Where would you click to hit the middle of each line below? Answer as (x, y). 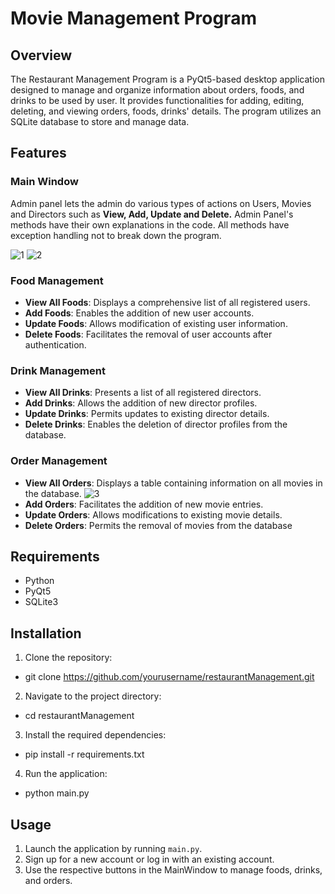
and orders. (48, 881)
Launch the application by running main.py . (113, 849)
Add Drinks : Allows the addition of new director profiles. (141, 403)
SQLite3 (41, 602)
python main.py (57, 793)
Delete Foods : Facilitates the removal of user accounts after (148, 334)
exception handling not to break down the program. (116, 235)
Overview (41, 55)
